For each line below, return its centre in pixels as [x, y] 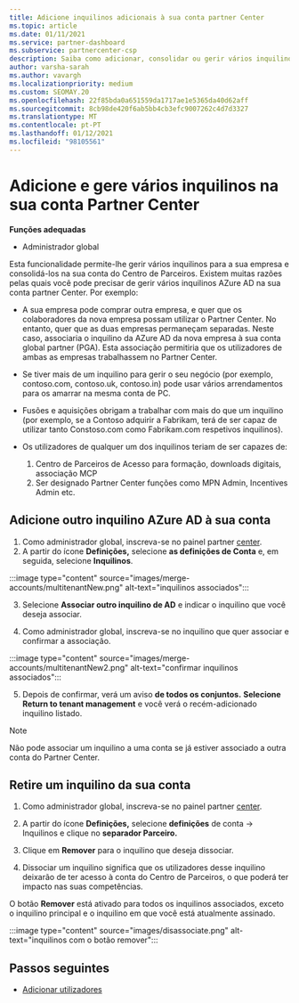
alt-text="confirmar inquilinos [184, 667]
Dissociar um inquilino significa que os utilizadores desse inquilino [143, 868]
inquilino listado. [52, 713]
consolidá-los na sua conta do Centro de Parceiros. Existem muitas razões [146, 273]
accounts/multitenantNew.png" [66, 587]
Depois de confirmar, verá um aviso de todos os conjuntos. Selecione [152, 694]
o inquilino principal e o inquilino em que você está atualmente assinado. [142, 913]
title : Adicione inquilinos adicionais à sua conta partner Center [137, 17]
